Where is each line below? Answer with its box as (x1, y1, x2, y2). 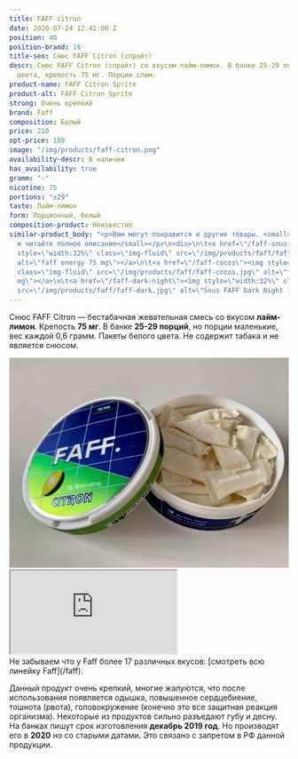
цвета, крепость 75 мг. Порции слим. (17, 71, 157, 80)
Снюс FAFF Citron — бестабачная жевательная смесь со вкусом (9, 312, 255, 322)
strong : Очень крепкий (9, 99, 93, 108)
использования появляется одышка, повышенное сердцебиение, (9, 692, 258, 702)
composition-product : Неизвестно (9, 220, 133, 230)
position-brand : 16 (9, 43, 82, 52)
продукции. (9, 739, 53, 750)
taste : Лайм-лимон (9, 202, 77, 211)
